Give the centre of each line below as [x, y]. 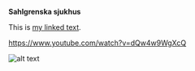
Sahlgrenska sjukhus [45, 12]
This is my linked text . [45, 27]
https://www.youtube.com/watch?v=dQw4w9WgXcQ [97, 43]
